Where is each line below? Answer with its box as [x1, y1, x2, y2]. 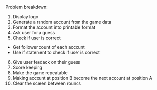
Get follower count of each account [12, 45, 85, 50]
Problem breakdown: [5, 4, 48, 10]
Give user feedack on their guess [12, 59, 80, 65]
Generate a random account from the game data [12, 19, 112, 25]
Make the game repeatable [12, 70, 68, 76]
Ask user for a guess [12, 30, 55, 35]
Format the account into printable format [12, 24, 96, 30]
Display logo [12, 14, 39, 19]
